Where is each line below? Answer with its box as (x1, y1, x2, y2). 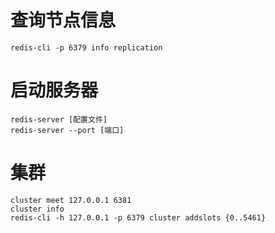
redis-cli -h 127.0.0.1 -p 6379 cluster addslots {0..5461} (10, 212, 267, 223)
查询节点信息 (10, 9, 117, 32)
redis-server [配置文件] (10, 114, 108, 125)
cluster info (10, 204, 65, 214)
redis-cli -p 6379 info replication (10, 42, 163, 53)
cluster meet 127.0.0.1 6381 (10, 195, 132, 205)
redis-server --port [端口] (10, 125, 125, 135)
